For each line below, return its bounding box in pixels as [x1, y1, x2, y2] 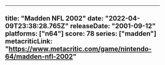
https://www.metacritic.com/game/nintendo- [8, 45, 152, 53]
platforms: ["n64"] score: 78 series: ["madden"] [5, 30, 157, 38]
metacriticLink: [5, 37, 53, 45]
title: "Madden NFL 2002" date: [5, 14, 104, 22]
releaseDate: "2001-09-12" [70, 22, 156, 30]
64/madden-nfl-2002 [5, 52, 73, 61]
